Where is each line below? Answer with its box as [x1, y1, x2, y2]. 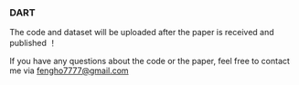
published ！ [9, 38, 58, 49]
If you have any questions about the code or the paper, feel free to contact [9, 56, 291, 67]
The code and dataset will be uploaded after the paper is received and [9, 27, 274, 38]
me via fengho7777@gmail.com [9, 65, 130, 76]
